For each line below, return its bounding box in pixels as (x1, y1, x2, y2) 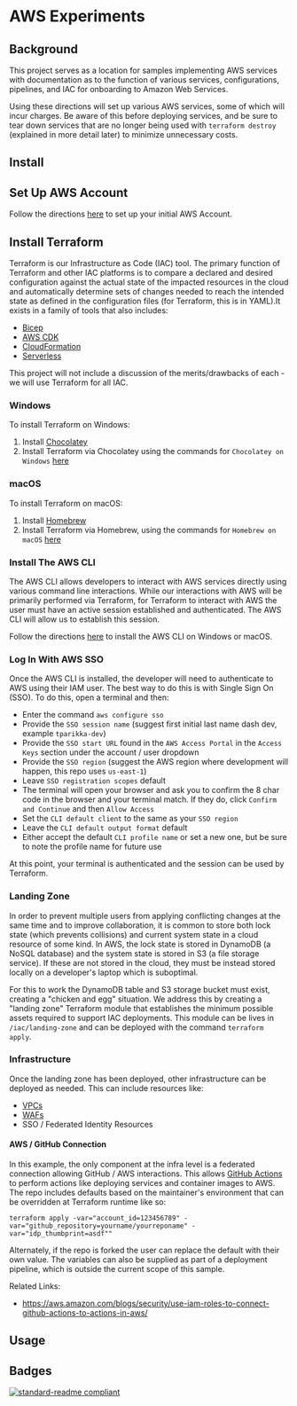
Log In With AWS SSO (9, 653, 105, 665)
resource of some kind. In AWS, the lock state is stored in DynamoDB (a (9, 939, 271, 949)
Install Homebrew (21, 514, 87, 525)
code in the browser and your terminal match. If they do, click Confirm (21, 794, 277, 805)
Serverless (21, 350, 62, 361)
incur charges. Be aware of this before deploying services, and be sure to (9, 111, 277, 121)
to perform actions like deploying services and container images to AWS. (9, 1178, 276, 1188)
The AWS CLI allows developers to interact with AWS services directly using (9, 576, 287, 586)
